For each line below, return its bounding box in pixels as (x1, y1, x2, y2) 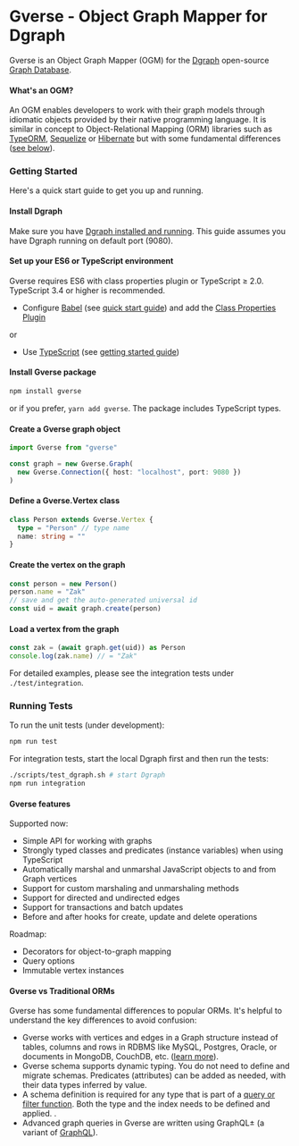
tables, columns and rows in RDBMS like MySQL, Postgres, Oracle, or (21, 1041, 278, 1052)
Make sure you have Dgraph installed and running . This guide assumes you (9, 225, 287, 236)
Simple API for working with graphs (21, 836, 153, 847)
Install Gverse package (9, 367, 96, 377)
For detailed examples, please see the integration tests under (9, 668, 235, 678)
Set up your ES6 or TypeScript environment (9, 256, 174, 266)
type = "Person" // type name (17, 523, 129, 533)
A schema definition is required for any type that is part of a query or (21, 1089, 276, 1100)
